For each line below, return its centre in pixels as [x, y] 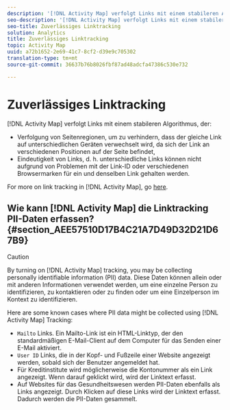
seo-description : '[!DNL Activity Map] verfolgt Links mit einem [102, 20]
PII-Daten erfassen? [51, 219]
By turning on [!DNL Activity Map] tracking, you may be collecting [100, 270]
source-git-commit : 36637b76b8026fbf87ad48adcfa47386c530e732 [98, 65]
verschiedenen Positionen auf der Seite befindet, [86, 151]
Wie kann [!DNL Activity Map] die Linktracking [108, 208]
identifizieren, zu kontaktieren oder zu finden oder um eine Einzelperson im [113, 292]
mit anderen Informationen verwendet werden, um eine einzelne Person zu [112, 285]
